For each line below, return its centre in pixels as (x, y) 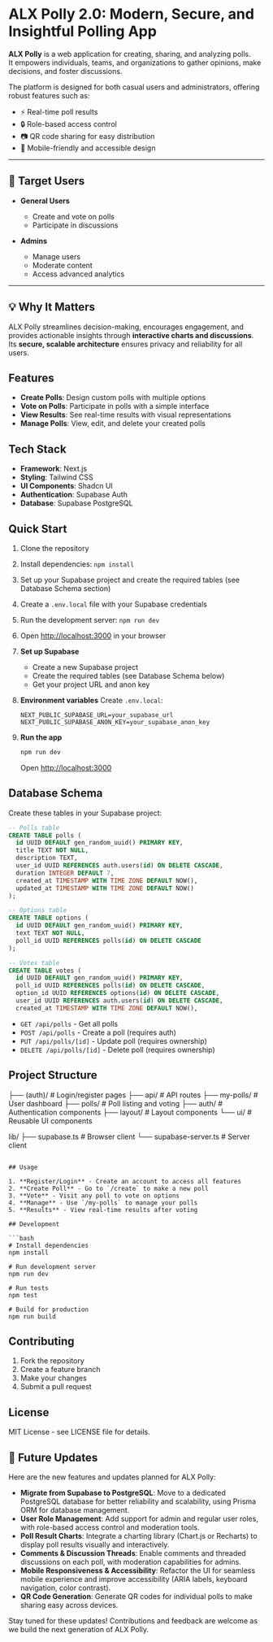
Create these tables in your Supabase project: (85, 813)
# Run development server (52, 1266)
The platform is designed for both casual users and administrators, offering (134, 87)
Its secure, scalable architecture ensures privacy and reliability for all (126, 344)
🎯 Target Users (47, 181)
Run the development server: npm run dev (90, 620)
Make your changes (53, 1378)
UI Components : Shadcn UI (67, 486)
